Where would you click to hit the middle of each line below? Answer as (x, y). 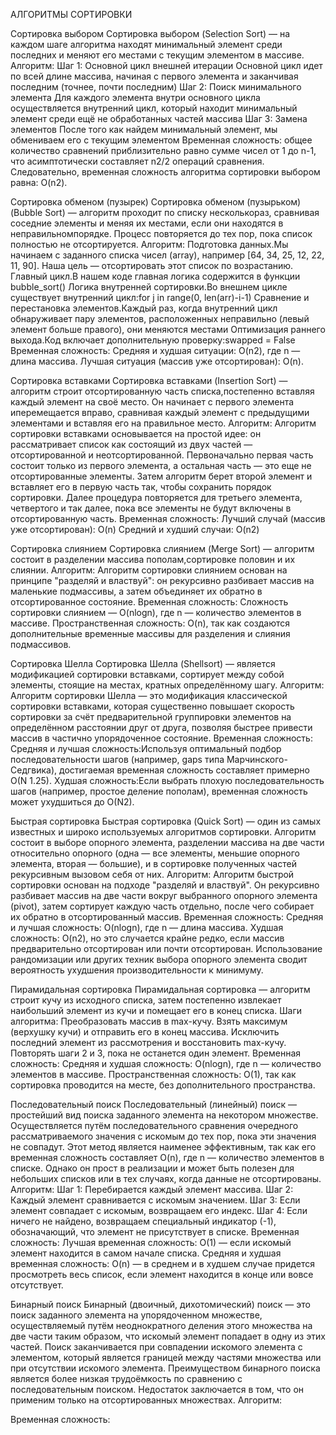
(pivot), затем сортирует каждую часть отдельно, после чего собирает (162, 906)
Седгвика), (34, 770)
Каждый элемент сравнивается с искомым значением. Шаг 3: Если (155, 1200)
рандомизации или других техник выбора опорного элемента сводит (159, 959)
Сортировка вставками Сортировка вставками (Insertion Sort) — (149, 380)
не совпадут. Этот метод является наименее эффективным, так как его (163, 1147)
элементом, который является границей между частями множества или (166, 1357)
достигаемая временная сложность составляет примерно (184, 770)
